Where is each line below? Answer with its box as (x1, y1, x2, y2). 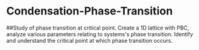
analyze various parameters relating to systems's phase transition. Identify (6, 30, 194, 37)
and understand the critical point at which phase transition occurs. (6, 37, 173, 44)
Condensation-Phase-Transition (6, 4, 173, 18)
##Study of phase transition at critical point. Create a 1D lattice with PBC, (6, 24, 190, 31)
